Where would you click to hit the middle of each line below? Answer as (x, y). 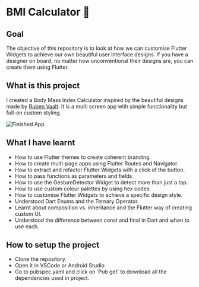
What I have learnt (41, 143)
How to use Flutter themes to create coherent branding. (83, 157)
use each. (27, 226)
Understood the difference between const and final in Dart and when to (102, 220)
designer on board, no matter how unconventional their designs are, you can (100, 61)
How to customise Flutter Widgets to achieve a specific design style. (99, 194)
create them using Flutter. (38, 67)
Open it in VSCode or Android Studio (60, 266)
